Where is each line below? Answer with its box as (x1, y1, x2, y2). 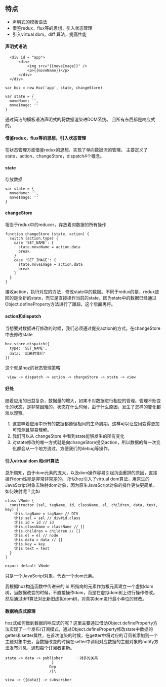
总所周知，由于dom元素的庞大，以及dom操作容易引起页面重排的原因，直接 (5, 470, 158, 476)
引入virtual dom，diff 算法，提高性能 (12, 31, 87, 37)
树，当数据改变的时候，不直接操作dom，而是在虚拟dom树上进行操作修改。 (5, 590, 158, 596)
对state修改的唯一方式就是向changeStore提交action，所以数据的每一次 (12, 439, 157, 446)
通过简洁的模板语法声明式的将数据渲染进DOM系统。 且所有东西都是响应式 (5, 116, 156, 123)
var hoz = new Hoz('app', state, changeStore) (5, 85, 103, 90)
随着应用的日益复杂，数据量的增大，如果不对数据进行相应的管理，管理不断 (5, 398, 157, 404)
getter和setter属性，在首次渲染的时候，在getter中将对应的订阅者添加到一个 (5, 632, 158, 638)
